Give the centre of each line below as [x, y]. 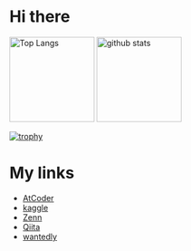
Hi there [40, 17]
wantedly [39, 237]
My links [42, 173]
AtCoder [38, 198]
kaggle [35, 208]
